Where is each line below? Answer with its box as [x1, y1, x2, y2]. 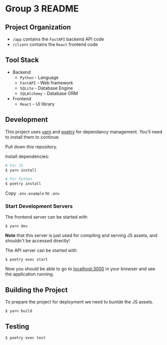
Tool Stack [5, 56, 39, 64]
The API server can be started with [5, 248, 77, 254]
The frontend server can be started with [5, 214, 87, 220]
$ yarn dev [5, 224, 28, 229]
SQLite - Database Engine [19, 85, 73, 91]
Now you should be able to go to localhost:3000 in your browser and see [5, 266, 155, 272]
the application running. [5, 271, 54, 277]
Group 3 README [5, 3, 79, 14]
